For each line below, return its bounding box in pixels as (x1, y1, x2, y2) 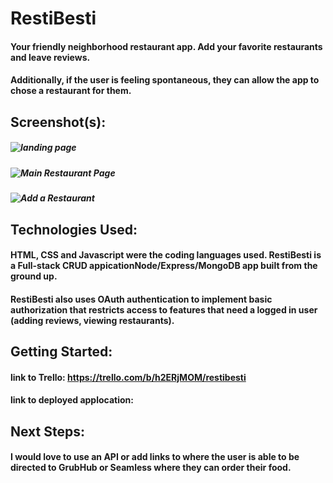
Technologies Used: (10, 221, 138, 238)
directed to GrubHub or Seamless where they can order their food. (10, 462, 292, 474)
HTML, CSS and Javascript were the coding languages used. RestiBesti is (10, 249, 322, 261)
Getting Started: (10, 343, 113, 361)
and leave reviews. (10, 51, 91, 63)
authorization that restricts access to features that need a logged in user (10, 303, 318, 316)
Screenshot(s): (10, 113, 107, 131)
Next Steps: (10, 423, 85, 440)
